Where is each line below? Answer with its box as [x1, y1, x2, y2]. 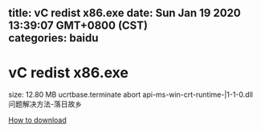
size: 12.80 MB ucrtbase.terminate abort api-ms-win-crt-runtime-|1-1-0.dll [8, 90, 253, 99]
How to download [8, 115, 67, 125]
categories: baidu [8, 31, 99, 45]
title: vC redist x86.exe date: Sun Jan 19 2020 [8, 6, 241, 20]
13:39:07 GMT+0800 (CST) [8, 19, 149, 33]
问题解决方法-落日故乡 [8, 99, 83, 109]
